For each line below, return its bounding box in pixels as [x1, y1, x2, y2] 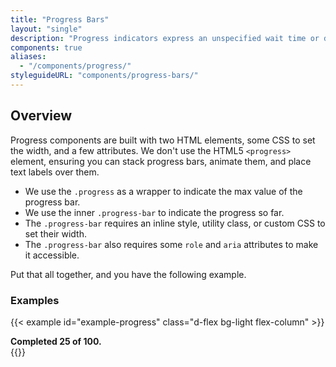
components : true [10, 42, 83, 53]
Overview [10, 107, 73, 125]
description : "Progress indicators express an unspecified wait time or [10, 33, 320, 43]
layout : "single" [10, 24, 83, 34]
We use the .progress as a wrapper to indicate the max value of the [24, 185, 303, 197]
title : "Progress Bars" [10, 14, 110, 25]
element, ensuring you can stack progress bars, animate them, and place [10, 155, 312, 167]
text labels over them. [10, 166, 100, 178]
